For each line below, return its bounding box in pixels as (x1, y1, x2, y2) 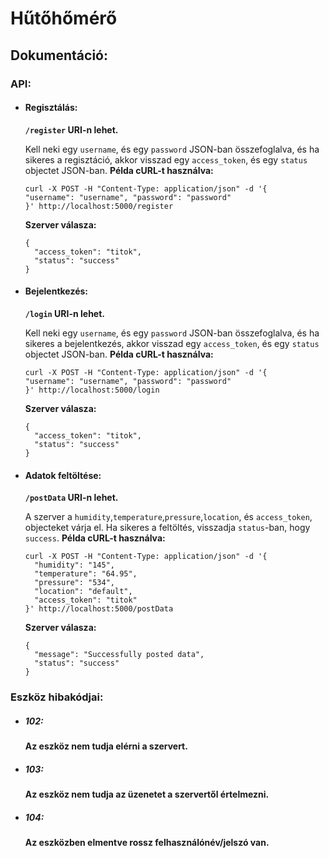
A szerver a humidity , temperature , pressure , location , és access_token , (24, 511, 313, 523)
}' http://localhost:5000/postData (24, 604, 174, 614)
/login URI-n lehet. (24, 307, 106, 319)
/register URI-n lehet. (24, 123, 119, 136)
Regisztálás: (24, 102, 78, 114)
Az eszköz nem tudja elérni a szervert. (24, 740, 188, 752)
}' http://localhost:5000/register (24, 201, 174, 211)
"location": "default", (34, 587, 133, 597)
